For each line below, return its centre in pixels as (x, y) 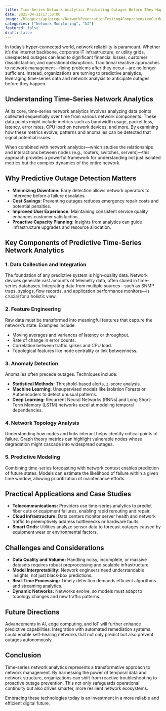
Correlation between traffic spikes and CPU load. (62, 345)
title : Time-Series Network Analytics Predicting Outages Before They (79, 10)
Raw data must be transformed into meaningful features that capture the (79, 320)
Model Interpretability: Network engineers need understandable (78, 570)
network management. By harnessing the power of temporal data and (76, 672)
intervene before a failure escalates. (49, 196)
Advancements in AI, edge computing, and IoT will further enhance (73, 624)
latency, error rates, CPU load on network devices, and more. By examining (82, 127)
